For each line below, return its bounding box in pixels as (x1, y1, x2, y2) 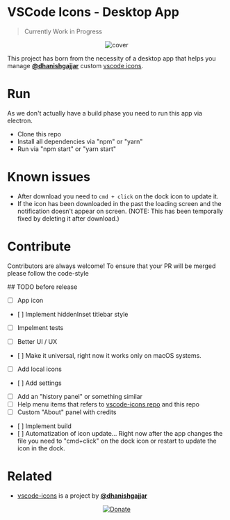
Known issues (7, 169, 90, 185)
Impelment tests (17, 323, 64, 331)
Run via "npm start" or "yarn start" (17, 144, 117, 153)
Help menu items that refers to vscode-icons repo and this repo (17, 400, 200, 409)
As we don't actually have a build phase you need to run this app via (7, 109, 203, 117)
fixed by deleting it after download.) (17, 214, 120, 223)
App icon (17, 296, 44, 304)
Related (7, 468, 52, 484)
